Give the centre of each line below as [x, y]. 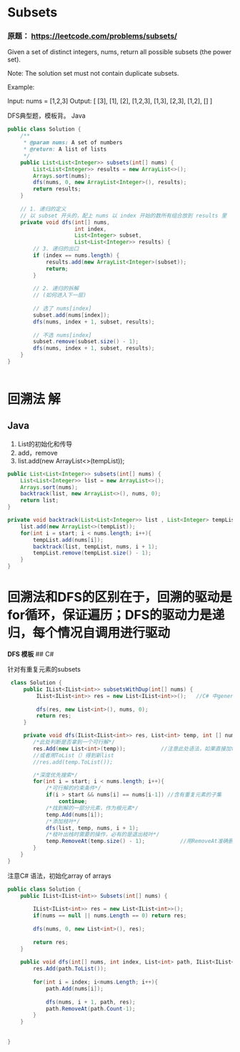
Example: [21, 87]
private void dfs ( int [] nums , [65, 222]
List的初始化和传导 [45, 444]
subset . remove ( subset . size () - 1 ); [86, 342]
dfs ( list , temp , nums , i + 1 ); [92, 828]
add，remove [38, 452]
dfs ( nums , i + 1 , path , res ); [90, 1002]
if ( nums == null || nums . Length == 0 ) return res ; [110, 916]
